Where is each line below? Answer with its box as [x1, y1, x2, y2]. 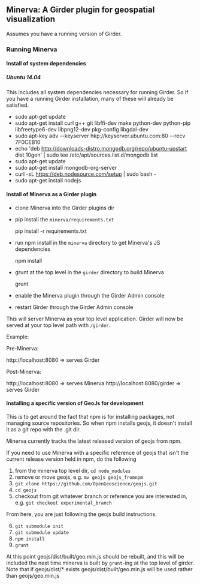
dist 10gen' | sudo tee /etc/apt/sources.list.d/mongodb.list [14, 151, 158, 158]
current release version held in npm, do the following [6, 455, 137, 463]
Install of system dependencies [6, 60, 86, 67]
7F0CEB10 [14, 139, 41, 146]
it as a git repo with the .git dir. [6, 425, 81, 433]
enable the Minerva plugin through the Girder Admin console [14, 292, 165, 299]
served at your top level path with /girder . [6, 321, 111, 329]
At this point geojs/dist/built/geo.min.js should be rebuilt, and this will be [6, 553, 184, 560]
